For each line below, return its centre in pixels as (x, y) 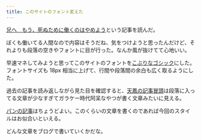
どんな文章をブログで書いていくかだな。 (56, 131)
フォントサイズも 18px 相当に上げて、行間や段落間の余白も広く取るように (97, 70)
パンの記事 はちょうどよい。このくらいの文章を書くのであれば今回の (91, 111)
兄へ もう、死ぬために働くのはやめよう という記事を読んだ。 (82, 29)
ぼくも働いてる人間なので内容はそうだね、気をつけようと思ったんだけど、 (98, 42)
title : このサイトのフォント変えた (45, 12)
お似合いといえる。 (40, 118)
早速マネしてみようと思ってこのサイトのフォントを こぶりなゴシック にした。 (100, 62)
